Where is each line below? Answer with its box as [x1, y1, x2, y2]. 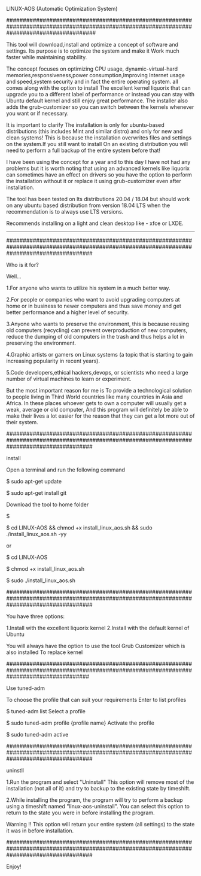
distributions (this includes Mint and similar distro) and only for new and [6, 128, 183, 135]
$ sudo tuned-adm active [6, 731, 69, 738]
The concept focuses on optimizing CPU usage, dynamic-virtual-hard [6, 65, 178, 72]
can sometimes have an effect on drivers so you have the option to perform [6, 171, 193, 178]
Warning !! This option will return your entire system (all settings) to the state [6, 821, 195, 828]
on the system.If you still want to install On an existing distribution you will [6, 141, 188, 147]
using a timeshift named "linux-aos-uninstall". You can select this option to [6, 803, 190, 810]
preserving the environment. [6, 339, 77, 346]
